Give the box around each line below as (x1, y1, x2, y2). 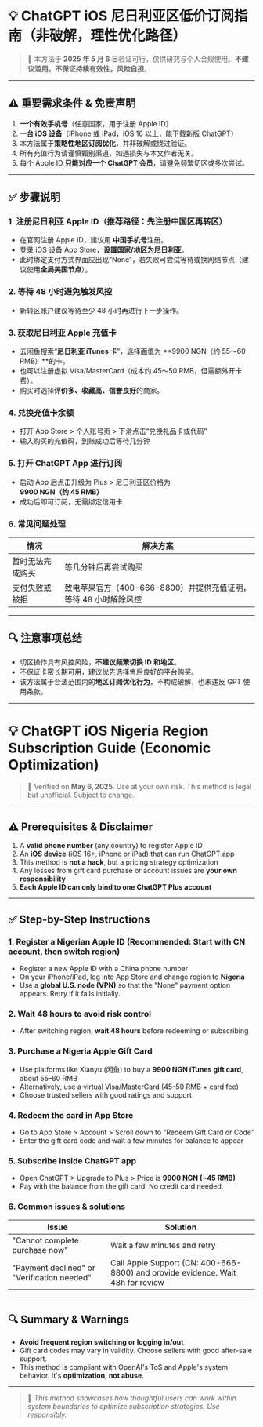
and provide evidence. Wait (135, 1267, 236, 1278)
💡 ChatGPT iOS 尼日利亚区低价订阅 (8, 7, 235, 25)
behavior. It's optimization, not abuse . (19, 1371, 145, 1381)
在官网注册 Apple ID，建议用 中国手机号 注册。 (19, 235, 168, 245)
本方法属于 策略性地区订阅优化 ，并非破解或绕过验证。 (19, 138, 192, 147)
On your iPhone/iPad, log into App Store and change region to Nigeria (19, 972, 245, 981)
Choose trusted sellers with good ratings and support (19, 1090, 193, 1099)
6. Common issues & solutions (8, 1201, 126, 1212)
